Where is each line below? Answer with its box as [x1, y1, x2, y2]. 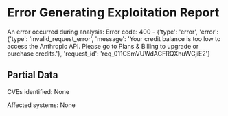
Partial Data [7, 69, 58, 81]
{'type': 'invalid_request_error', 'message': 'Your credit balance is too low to [7, 34, 221, 43]
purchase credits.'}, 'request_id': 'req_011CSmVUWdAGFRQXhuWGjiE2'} [7, 49, 211, 58]
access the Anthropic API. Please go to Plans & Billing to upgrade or [7, 42, 199, 50]
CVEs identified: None [7, 87, 70, 95]
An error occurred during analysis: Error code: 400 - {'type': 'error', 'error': [7, 27, 219, 36]
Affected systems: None [7, 101, 76, 109]
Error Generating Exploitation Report [7, 5, 220, 21]
